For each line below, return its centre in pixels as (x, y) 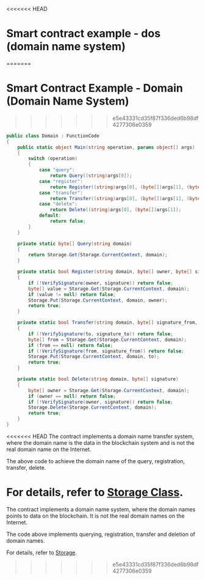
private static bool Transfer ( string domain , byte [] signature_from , (108, 323)
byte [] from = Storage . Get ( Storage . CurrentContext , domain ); (108, 340)
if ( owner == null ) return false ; (72, 396)
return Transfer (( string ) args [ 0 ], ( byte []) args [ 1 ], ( (120, 198)
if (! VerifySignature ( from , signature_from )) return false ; (106, 351)
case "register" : (61, 181)
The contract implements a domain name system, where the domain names (101, 509)
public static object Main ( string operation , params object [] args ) (106, 147)
